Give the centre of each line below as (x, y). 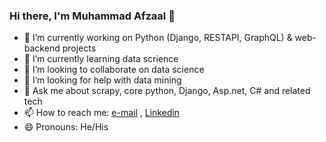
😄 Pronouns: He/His (66, 127)
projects (79, 48)
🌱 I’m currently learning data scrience (101, 59)
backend (42, 48)
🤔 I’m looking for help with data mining (102, 80)
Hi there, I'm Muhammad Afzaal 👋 (92, 16)
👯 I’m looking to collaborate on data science (114, 70)
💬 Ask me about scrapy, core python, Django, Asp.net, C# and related (167, 91)
